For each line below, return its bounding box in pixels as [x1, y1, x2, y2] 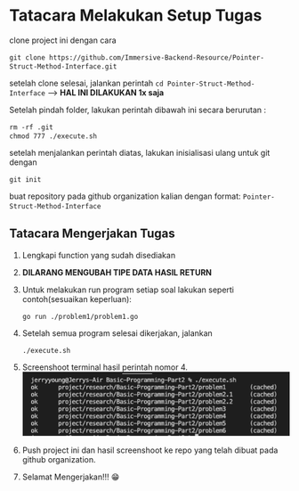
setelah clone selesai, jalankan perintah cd [9, 78, 164, 88]
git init [9, 175, 42, 184]
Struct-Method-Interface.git [9, 61, 117, 71]
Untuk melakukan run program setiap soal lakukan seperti [21, 284, 234, 295]
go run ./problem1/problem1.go [21, 312, 139, 321]
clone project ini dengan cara [9, 35, 117, 45]
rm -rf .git [9, 122, 53, 132]
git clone [9, 53, 46, 62]
